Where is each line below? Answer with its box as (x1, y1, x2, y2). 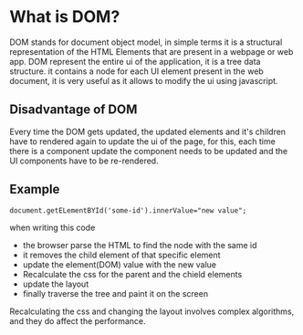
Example (9, 182, 60, 197)
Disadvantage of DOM (9, 102, 138, 118)
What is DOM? (9, 6, 120, 27)
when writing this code (9, 222, 96, 234)
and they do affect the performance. (9, 316, 146, 327)
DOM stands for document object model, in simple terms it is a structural (9, 37, 283, 47)
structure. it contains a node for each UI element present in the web (9, 66, 265, 77)
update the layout (22, 278, 89, 289)
